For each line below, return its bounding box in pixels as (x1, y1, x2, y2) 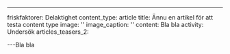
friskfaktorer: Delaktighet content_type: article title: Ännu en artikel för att (7, 13, 214, 21)
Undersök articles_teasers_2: (7, 28, 89, 36)
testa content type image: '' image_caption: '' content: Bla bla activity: (7, 21, 204, 28)
